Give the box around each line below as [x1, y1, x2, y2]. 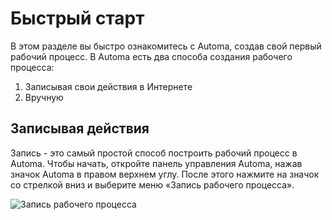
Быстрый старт [10, 7, 145, 30]
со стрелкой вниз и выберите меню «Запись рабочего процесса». [10, 178, 295, 191]
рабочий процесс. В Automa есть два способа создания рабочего [10, 50, 293, 62]
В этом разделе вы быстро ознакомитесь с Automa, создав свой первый [10, 40, 322, 52]
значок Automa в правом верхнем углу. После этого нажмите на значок [10, 168, 320, 180]
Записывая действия [10, 120, 150, 137]
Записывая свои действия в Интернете [24, 80, 193, 92]
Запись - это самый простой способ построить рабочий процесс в [10, 147, 298, 159]
